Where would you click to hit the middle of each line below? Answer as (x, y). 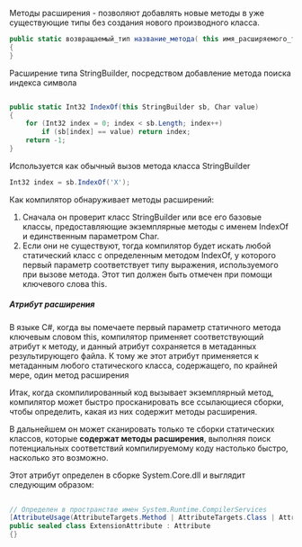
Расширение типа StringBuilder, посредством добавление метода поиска (151, 73)
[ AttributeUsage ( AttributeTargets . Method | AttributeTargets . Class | (142, 518)
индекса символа (43, 82)
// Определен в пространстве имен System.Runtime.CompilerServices (138, 509)
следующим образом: (52, 484)
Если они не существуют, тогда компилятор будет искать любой (147, 246)
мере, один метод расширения (69, 375)
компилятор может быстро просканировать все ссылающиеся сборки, (147, 402)
